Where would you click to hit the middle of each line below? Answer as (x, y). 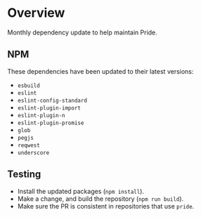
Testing (24, 175)
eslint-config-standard (52, 100)
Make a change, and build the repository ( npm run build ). (100, 199)
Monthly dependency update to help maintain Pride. (83, 32)
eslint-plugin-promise (51, 123)
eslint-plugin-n (41, 115)
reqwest (28, 145)
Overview (36, 13)
